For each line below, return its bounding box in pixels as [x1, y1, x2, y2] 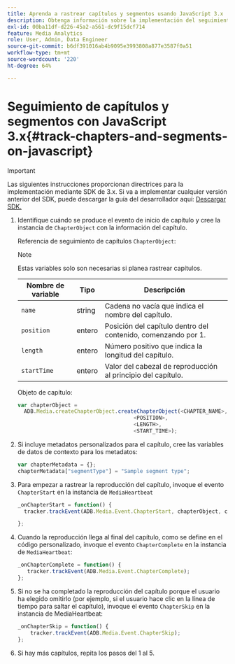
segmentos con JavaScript [7, 113, 166, 129]
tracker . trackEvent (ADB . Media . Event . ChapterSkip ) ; [30, 629, 181, 637]
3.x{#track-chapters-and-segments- [7, 128, 228, 144]
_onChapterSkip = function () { [17, 623, 109, 630]
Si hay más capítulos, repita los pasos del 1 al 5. [17, 649, 155, 657]
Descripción [143, 285, 185, 295]
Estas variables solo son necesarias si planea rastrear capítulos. [17, 264, 202, 272]
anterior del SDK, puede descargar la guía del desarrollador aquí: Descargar [7, 195, 226, 203]
